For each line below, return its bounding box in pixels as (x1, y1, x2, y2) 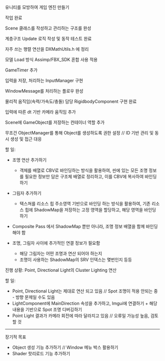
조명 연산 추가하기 (12, 157, 47, 163)
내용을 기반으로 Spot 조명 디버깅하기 (12, 307, 82, 312)
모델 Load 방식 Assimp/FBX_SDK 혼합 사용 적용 (5, 57, 98, 63)
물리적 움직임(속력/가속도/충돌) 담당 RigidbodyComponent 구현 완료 (5, 98, 137, 104)
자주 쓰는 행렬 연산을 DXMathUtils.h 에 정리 (5, 46, 89, 52)
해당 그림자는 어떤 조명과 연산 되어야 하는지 (19, 251, 102, 256)
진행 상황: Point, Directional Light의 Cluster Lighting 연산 (5, 267, 117, 273)
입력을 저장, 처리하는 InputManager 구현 (5, 78, 83, 83)
